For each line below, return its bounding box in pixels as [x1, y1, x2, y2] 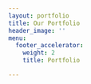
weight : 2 [22, 49, 56, 57]
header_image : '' [8, 26, 66, 34]
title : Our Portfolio [8, 19, 81, 27]
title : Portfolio [22, 57, 81, 65]
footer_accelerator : [15, 42, 84, 50]
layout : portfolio [8, 11, 69, 20]
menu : [8, 34, 26, 42]
